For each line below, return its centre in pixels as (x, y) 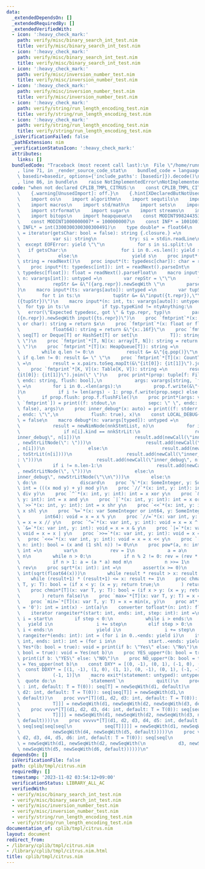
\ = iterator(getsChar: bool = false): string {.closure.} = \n (99, 233)
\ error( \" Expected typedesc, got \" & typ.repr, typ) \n (94, 313)
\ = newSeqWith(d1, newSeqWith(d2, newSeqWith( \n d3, (102, 743)
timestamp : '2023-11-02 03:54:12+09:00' (64, 778)
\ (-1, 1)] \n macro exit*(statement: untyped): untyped (109, 675)
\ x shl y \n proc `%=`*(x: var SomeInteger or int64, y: (95, 511)
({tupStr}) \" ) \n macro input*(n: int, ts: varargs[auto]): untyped (109, 301)
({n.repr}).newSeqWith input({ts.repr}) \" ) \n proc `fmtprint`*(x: (108, 318)
